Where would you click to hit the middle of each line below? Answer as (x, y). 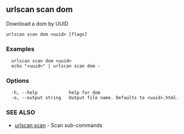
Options (18, 81)
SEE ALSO (21, 112)
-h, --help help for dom (56, 93)
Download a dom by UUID (37, 23)
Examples (20, 49)
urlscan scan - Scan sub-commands (58, 125)
